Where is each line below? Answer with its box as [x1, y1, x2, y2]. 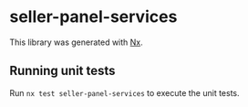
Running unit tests [9, 63, 116, 79]
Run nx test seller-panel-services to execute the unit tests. [9, 87, 240, 98]
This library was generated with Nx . [9, 37, 143, 48]
